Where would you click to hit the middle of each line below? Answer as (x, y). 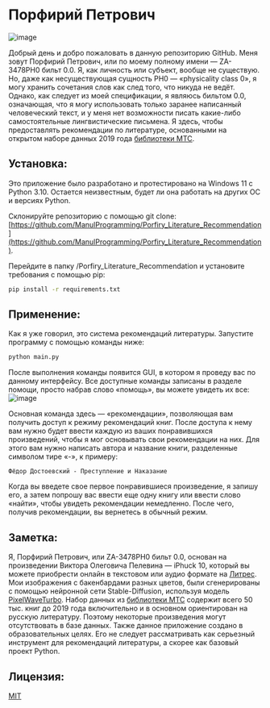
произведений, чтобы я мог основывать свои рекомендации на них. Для (134, 439)
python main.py (34, 357)
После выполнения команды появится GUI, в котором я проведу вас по (132, 373)
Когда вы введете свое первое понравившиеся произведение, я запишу (133, 486)
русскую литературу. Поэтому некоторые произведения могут (117, 617)
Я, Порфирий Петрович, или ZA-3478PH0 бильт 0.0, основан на (118, 557)
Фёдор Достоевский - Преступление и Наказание (88, 472)
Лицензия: (36, 676)
